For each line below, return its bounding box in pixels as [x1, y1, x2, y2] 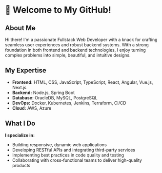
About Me [5, 24, 36, 32]
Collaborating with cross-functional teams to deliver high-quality [12, 157, 142, 163]
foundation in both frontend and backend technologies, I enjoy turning [5, 47, 146, 53]
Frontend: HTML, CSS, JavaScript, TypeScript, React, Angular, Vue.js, [12, 79, 153, 85]
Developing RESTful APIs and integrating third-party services [12, 147, 136, 153]
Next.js [12, 84, 27, 90]
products [12, 162, 31, 168]
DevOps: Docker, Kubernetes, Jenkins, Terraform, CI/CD [12, 100, 126, 106]
